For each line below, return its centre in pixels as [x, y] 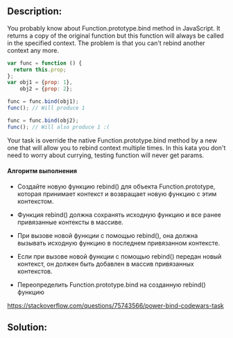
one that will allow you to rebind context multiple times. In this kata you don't [116, 147]
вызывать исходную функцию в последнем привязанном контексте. [119, 243]
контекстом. [35, 201]
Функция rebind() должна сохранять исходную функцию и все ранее [119, 214]
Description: [35, 11]
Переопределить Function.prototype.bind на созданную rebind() [111, 284]
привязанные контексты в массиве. [70, 222]
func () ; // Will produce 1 [46, 108]
